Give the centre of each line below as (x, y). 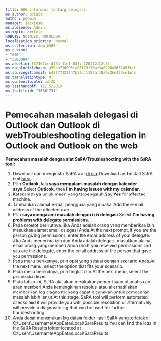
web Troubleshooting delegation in (76, 135)
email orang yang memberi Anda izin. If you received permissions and (82, 246)
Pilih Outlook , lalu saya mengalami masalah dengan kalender (75, 184)
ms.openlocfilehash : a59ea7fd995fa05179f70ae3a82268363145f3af (71, 68)
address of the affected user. (41, 210)
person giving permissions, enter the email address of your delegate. (81, 235)
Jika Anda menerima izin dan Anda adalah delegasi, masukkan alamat (82, 241)
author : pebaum (21, 18)
